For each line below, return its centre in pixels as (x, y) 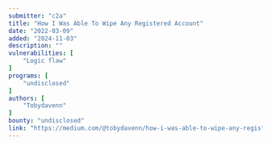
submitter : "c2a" (38, 16)
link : (17, 128)
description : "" (35, 46)
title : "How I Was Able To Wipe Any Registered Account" (106, 23)
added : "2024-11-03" (43, 38)
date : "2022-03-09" (41, 31)
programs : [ (28, 76)
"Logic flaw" (45, 61)
